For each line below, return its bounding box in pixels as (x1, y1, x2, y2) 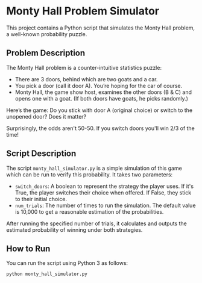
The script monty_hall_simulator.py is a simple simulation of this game (6, 164, 183, 172)
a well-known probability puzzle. (6, 30, 87, 37)
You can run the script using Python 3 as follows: (6, 260, 128, 267)
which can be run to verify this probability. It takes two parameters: (6, 170, 173, 178)
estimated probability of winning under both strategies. (6, 226, 143, 233)
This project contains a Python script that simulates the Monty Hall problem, (6, 24, 195, 31)
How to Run (6, 243, 51, 253)
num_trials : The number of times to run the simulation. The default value (14, 202, 196, 209)
